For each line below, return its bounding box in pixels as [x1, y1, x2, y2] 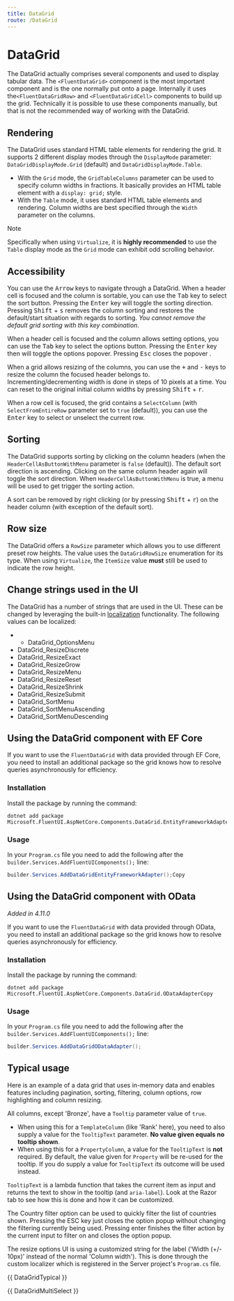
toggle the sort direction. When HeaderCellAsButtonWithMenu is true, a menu [7, 474, 224, 482]
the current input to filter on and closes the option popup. [7, 1231, 172, 1240]
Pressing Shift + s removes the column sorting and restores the [7, 306, 194, 314]
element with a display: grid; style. [17, 189, 123, 197]
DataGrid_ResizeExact [17, 653, 81, 661]
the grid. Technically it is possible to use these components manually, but [7, 99, 218, 108]
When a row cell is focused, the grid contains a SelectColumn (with [7, 399, 197, 407]
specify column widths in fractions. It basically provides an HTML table [17, 181, 221, 190]
